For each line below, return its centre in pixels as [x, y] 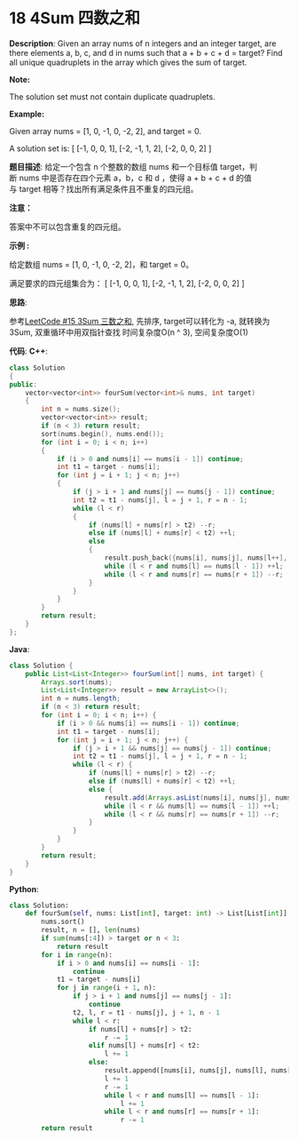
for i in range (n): [77, 955]
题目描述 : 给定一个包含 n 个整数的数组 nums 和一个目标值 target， [129, 166]
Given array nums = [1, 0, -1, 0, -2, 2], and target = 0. [106, 131]
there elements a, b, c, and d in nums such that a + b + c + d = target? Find [146, 52]
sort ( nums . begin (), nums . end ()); [103, 434]
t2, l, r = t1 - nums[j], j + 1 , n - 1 [146, 1012]
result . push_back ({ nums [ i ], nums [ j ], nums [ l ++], [196, 558]
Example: [27, 114]
